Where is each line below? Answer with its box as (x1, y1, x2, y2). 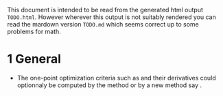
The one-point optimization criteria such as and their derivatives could (16, 74, 216, 82)
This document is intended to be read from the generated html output (7, 6, 204, 14)
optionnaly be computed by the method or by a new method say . (16, 81, 202, 89)
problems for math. (7, 27, 62, 35)
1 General (7, 51, 62, 67)
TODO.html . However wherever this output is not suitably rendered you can (7, 13, 216, 21)
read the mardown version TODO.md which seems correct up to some (7, 20, 199, 28)
